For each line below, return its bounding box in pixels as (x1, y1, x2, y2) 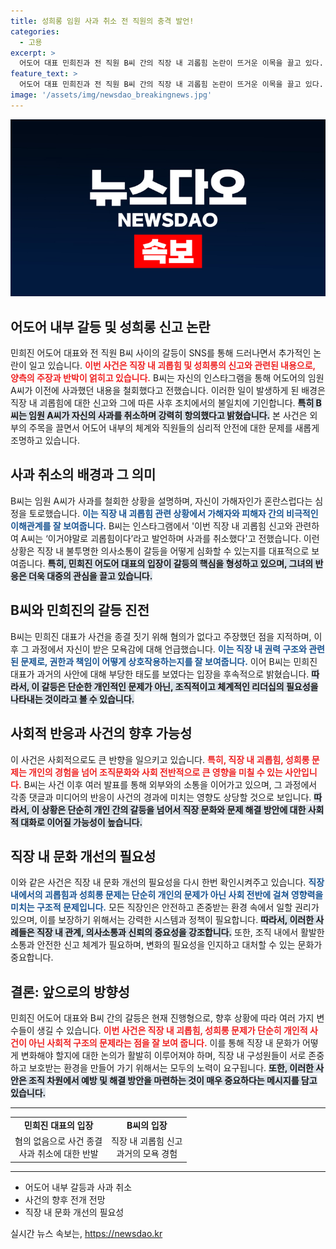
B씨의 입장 (126, 1119, 168, 1131)
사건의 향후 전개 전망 (24, 1193, 106, 1205)
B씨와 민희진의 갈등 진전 (10, 602, 150, 619)
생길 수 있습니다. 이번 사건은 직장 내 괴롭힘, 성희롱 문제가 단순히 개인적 (36, 1025, 308, 1037)
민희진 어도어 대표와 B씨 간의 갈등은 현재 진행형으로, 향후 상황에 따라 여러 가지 (10, 1012, 315, 1024)
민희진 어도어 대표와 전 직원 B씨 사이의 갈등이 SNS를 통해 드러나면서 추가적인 (10, 347, 312, 359)
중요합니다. (10, 951, 54, 964)
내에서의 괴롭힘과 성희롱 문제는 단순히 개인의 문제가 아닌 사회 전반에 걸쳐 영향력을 (10, 889, 324, 901)
